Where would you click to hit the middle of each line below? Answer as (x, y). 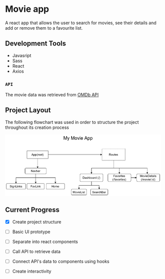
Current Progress (32, 210)
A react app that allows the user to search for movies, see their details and (81, 23)
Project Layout (28, 110)
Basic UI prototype (31, 232)
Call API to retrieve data (36, 251)
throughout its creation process (37, 127)
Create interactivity (32, 271)
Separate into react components (45, 241)
